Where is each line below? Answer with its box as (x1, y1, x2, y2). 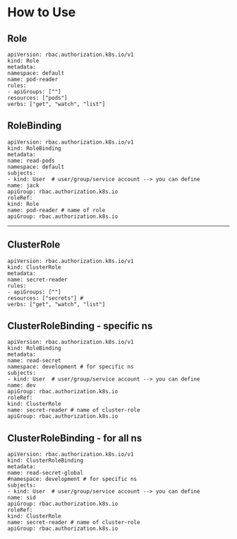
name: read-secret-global (7, 470, 83, 477)
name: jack (7, 182, 39, 189)
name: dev (7, 382, 37, 389)
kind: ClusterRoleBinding (7, 457, 83, 464)
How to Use (7, 4, 76, 21)
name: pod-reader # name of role (7, 207, 106, 214)
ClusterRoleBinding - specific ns (7, 320, 153, 332)
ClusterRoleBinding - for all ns (7, 432, 142, 444)
